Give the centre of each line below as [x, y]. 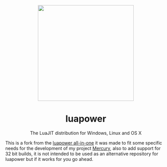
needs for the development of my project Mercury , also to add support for [83, 148]
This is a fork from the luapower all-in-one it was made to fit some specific [84, 142]
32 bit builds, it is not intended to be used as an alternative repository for [82, 154]
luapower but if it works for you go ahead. [49, 159]
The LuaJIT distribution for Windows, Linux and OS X [86, 133]
